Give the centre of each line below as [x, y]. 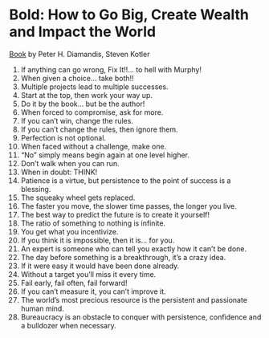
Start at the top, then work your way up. [87, 95]
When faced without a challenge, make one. [94, 146]
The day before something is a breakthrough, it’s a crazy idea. [123, 257]
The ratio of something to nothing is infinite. [93, 223]
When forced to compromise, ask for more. [92, 112]
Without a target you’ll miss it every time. [88, 274]
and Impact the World [82, 32]
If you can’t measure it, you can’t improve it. [94, 291]
